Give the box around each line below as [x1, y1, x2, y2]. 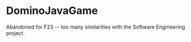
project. [6, 29, 25, 36]
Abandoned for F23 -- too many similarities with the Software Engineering [6, 23, 185, 30]
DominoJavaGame [6, 4, 98, 17]
